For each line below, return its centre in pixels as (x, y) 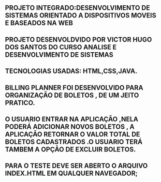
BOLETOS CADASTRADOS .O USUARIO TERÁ (74, 142)
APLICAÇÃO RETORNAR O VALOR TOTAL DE (73, 134)
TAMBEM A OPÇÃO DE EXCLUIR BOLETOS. (71, 149)
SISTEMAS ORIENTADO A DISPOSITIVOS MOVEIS (80, 16)
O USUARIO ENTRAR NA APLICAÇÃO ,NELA (72, 119)
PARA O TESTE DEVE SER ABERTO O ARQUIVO (76, 166)
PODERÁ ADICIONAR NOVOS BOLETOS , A (70, 127)
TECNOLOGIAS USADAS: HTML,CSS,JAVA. (71, 71)
